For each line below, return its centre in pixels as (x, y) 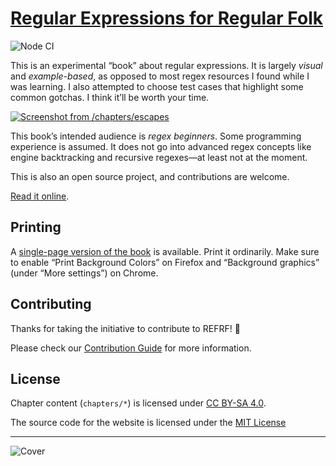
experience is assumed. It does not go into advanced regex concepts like (161, 146)
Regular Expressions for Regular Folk (166, 18)
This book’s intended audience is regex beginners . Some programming (156, 136)
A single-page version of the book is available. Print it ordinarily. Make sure (165, 251)
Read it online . (40, 196)
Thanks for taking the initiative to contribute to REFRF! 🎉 (125, 328)
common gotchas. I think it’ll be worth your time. (110, 97)
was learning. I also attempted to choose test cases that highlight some (157, 86)
